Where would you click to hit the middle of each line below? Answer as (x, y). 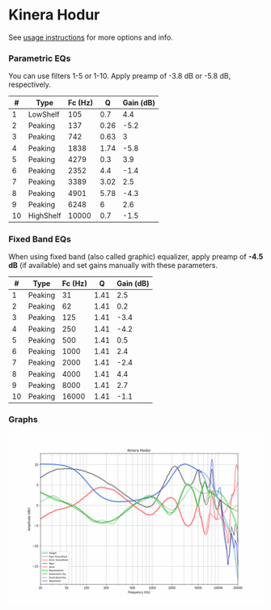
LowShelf (44, 114)
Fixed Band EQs (40, 239)
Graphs (23, 420)
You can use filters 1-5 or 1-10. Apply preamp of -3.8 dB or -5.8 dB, (120, 76)
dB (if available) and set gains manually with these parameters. (113, 266)
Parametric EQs (40, 58)
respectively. (30, 85)
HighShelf (44, 215)
